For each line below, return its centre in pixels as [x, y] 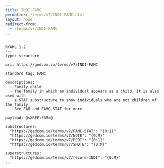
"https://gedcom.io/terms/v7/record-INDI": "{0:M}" [65, 158]
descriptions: [20, 82]
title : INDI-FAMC [23, 10]
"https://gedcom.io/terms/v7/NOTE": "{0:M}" [57, 136]
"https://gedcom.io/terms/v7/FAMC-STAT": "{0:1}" [63, 131]
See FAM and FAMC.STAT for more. [49, 109]
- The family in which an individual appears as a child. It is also [84, 92]
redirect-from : [21, 24]
